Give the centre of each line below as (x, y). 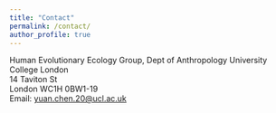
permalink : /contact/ (50, 26)
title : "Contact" (42, 18)
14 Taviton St (33, 80)
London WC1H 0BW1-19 (54, 89)
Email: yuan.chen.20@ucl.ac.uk (68, 99)
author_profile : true (50, 34)
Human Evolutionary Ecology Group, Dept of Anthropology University (138, 61)
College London (39, 70)
